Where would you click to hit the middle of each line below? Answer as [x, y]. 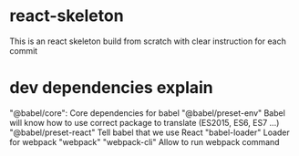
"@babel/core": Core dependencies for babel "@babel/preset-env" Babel [147, 113]
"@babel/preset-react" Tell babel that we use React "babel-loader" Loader [149, 132]
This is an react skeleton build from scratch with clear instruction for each [148, 41]
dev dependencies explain [112, 88]
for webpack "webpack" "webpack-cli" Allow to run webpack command [144, 141]
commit [24, 50]
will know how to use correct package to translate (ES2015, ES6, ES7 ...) [144, 122]
